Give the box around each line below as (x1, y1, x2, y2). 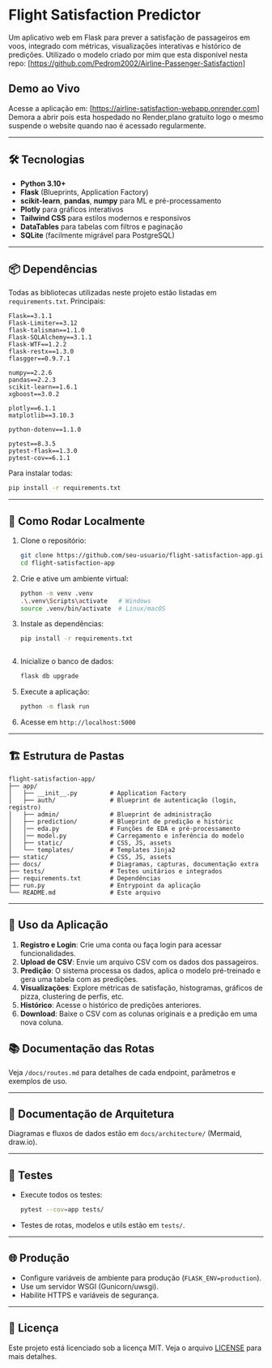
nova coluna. (19, 1017, 64, 1027)
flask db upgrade (19, 672, 79, 681)
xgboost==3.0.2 (8, 390, 60, 398)
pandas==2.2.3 (8, 376, 57, 385)
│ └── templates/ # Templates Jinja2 (8, 845, 176, 854)
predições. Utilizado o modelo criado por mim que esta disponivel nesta (8, 49, 249, 59)
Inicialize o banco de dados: (19, 656, 114, 666)
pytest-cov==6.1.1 (8, 454, 70, 462)
